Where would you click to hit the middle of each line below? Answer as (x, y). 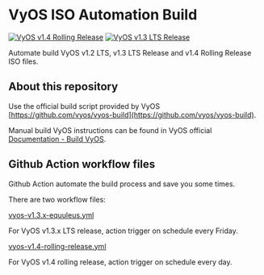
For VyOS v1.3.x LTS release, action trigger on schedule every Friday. (123, 231)
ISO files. (23, 61)
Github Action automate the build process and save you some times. (122, 184)
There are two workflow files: (57, 199)
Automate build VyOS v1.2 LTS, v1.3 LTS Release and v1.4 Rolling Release (130, 52)
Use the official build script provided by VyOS (84, 106)
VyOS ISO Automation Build (103, 15)
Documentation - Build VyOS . (57, 139)
